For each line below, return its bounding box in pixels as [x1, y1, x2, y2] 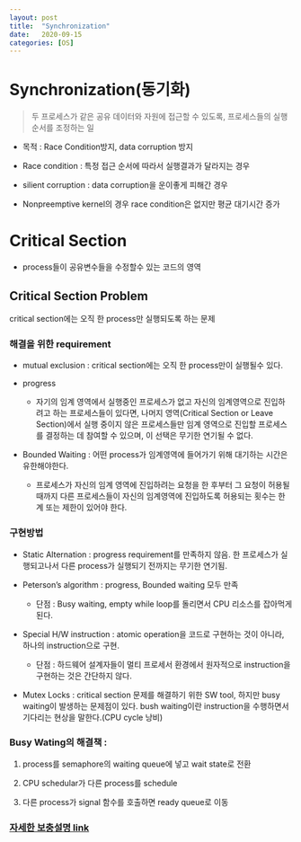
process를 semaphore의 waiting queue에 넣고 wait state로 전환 [22, 758, 252, 769]
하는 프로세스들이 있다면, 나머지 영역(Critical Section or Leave [52, 408, 274, 419]
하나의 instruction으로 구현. [22, 640, 120, 651]
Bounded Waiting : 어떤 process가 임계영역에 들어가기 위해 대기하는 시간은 [22, 449, 288, 460]
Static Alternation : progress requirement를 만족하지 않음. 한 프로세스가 [22, 549, 279, 560]
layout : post [9, 13, 58, 22]
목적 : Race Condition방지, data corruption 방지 [22, 141, 193, 153]
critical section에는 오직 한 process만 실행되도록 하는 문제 [9, 313, 216, 324]
